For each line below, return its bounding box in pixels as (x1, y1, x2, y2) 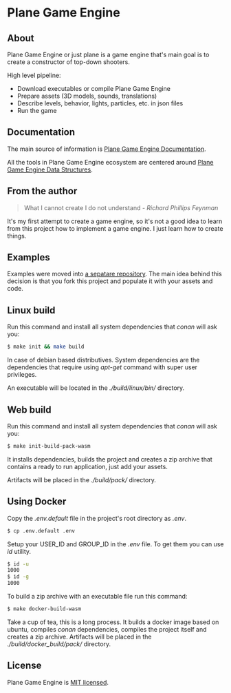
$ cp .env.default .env (7, 527, 76, 535)
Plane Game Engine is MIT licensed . (7, 678, 109, 686)
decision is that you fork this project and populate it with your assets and (7, 277, 213, 285)
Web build (7, 404, 52, 415)
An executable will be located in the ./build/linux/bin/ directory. (7, 384, 185, 392)
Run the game (16, 107, 57, 114)
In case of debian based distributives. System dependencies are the (7, 356, 200, 364)
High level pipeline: (7, 71, 61, 79)
